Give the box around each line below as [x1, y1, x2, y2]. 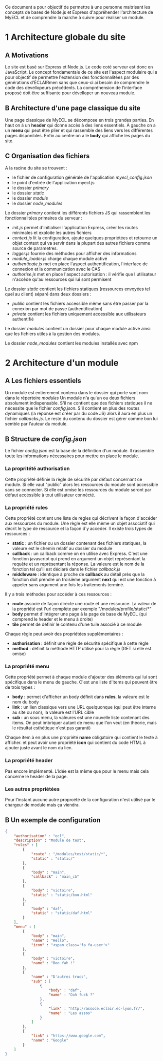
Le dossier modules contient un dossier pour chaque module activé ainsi [5, 325, 151, 331]
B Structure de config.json [5, 435, 87, 444]
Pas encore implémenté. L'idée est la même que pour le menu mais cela [5, 768, 149, 774]
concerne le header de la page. [5, 773, 68, 779]
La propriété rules [5, 504, 48, 511]
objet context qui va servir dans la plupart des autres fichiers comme [12, 240, 150, 246]
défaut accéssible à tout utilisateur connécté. [5, 492, 96, 498]
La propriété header [5, 757, 53, 764]
